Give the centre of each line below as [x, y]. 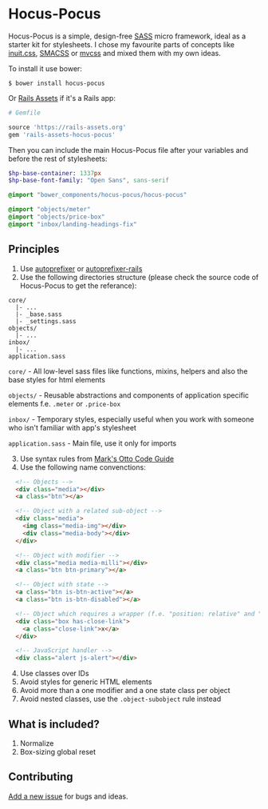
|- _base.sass [39, 314]
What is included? [54, 724]
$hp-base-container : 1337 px [55, 173]
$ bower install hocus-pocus [57, 83]
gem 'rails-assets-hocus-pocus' [62, 134]
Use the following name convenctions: [83, 467]
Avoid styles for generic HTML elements [86, 682]
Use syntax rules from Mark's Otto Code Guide [97, 459]
